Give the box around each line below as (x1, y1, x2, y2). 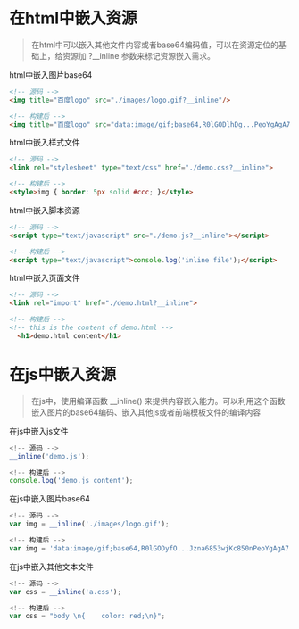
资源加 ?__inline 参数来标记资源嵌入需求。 (62, 50, 216, 61)
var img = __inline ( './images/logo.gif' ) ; (9, 519, 170, 529)
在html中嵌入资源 (9, 8, 137, 29)
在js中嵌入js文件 (9, 426, 69, 436)
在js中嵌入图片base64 (9, 493, 91, 504)
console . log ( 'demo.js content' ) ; (9, 476, 134, 485)
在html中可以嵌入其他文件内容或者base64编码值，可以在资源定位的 (30, 39, 279, 50)
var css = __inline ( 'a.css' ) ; (9, 587, 122, 596)
